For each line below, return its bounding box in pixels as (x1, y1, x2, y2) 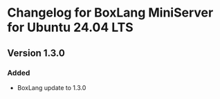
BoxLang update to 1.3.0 (17, 83, 86, 91)
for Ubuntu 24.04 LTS (7, 19, 134, 35)
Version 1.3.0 (7, 47, 66, 59)
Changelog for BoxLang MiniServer (7, 5, 214, 21)
